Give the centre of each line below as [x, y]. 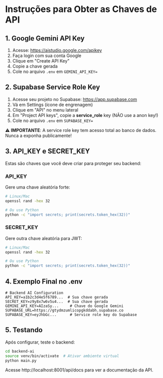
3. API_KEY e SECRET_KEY [48, 151]
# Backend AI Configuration [34, 293]
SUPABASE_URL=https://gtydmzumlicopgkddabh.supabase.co [64, 310]
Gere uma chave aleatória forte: [38, 187]
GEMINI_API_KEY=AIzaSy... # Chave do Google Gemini [64, 306]
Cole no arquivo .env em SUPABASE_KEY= [53, 120]
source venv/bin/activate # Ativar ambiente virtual [62, 356]
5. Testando [24, 330]
